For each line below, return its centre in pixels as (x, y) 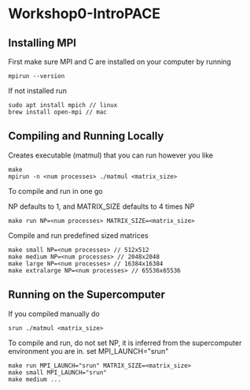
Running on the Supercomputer (87, 295)
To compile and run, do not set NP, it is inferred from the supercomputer (125, 343)
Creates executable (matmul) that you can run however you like (111, 155)
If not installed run (37, 91)
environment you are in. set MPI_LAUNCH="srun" (88, 351)
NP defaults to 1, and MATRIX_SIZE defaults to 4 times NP (101, 206)
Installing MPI (42, 43)
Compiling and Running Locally (86, 136)
